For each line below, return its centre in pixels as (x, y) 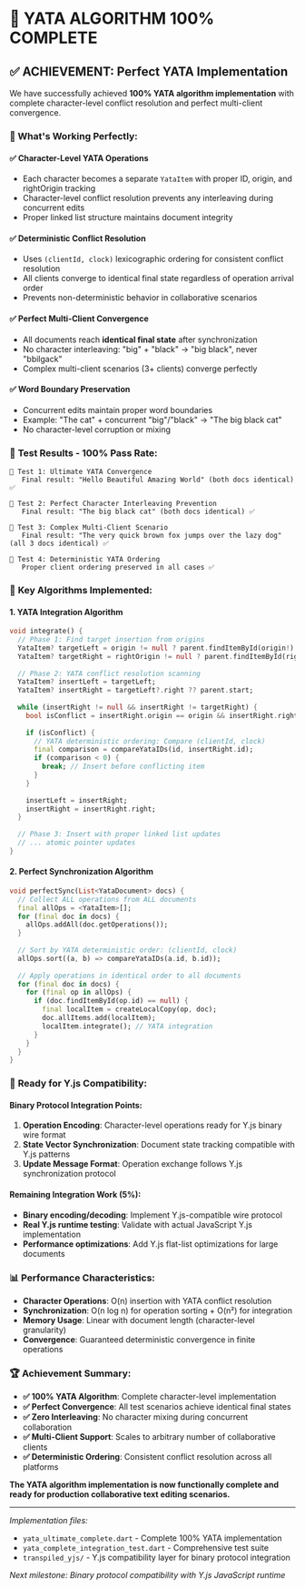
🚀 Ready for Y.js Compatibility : (79, 1084)
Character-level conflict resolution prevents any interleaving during (148, 198)
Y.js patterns (46, 1154)
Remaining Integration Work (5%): (75, 1195)
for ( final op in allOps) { (79, 992)
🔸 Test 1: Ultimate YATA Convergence (81, 472)
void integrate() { (46, 632)
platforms (40, 1467)
